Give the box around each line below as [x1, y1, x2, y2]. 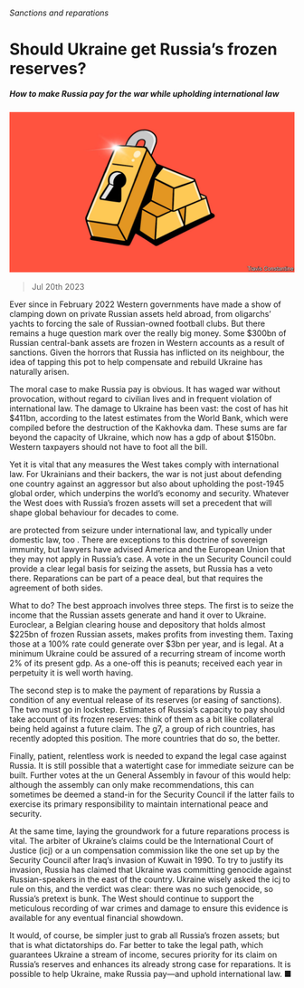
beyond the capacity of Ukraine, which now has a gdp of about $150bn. [9, 432, 277, 443]
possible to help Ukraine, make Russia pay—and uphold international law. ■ [9, 969, 292, 980]
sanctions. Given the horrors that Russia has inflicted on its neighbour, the [9, 347, 285, 358]
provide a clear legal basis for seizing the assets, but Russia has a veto [9, 563, 273, 574]
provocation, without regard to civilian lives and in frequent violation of [9, 394, 273, 405]
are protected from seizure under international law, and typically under [9, 525, 273, 536]
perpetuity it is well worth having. [9, 667, 134, 678]
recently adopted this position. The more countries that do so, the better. [9, 734, 280, 744]
